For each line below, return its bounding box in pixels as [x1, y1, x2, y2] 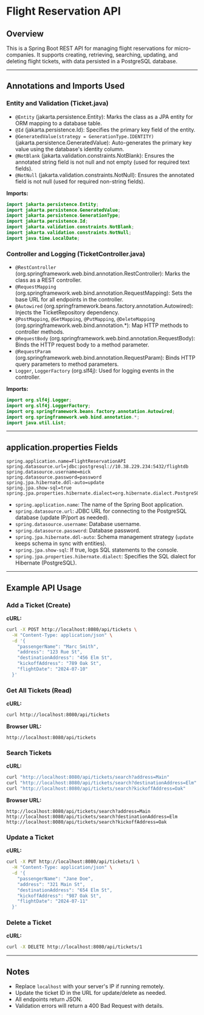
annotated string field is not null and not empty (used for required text [15, 158, 190, 166]
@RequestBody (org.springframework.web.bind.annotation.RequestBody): [15, 335, 195, 342]
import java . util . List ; [6, 420, 67, 426]
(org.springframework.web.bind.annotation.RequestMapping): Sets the [15, 289, 192, 297]
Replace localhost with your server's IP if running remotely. [15, 983, 165, 990]
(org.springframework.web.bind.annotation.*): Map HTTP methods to [15, 321, 189, 329]
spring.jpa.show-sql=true [6, 485, 72, 491]
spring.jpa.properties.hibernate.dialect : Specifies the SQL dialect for [15, 553, 196, 560]
